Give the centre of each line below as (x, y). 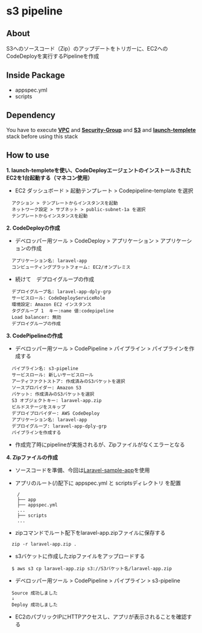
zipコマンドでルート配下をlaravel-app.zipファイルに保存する (90, 533)
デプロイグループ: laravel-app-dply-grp (59, 426)
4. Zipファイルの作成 (32, 458)
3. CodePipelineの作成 (35, 336)
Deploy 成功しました (35, 605)
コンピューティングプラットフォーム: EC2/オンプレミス (71, 267)
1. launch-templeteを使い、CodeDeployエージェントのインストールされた (99, 171)
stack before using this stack (42, 136)
